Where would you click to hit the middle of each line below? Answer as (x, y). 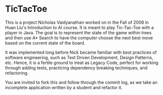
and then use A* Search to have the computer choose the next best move (79, 38)
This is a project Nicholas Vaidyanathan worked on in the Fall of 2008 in (77, 22)
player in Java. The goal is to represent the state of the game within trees (78, 32)
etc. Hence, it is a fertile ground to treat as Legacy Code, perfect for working (82, 63)
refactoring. (17, 73)
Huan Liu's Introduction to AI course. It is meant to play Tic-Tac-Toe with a (80, 27)
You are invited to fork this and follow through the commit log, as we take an (81, 82)
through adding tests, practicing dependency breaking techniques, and (76, 68)
